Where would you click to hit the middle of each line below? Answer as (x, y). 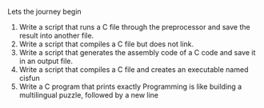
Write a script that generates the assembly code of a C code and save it (137, 52)
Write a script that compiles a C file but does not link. (106, 44)
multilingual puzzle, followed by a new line (89, 95)
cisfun (30, 78)
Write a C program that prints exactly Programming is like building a (130, 86)
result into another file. (56, 36)
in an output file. (46, 61)
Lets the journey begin (44, 12)
